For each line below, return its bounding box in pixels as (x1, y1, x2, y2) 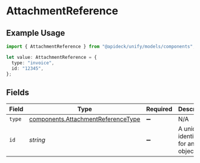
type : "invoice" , (11, 59, 55, 66)
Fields (6, 87, 30, 98)
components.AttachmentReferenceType (29, 115, 141, 123)
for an (178, 140, 195, 148)
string (29, 136, 46, 144)
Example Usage (6, 28, 65, 38)
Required (146, 105, 173, 114)
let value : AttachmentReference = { (6, 54, 97, 60)
